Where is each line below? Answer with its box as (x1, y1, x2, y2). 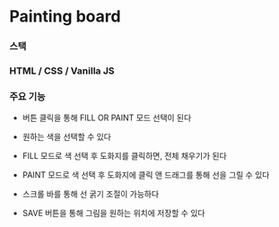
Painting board (9, 6, 121, 27)
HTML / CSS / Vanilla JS (9, 65, 115, 77)
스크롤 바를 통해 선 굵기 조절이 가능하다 (22, 188, 160, 199)
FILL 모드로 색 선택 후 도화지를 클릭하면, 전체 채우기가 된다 (22, 151, 227, 162)
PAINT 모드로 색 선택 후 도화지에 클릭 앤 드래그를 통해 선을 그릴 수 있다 (22, 170, 270, 180)
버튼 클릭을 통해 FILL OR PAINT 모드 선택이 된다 (22, 112, 192, 123)
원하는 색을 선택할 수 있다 (22, 132, 112, 143)
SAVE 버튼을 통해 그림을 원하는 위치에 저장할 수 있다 (22, 208, 205, 219)
